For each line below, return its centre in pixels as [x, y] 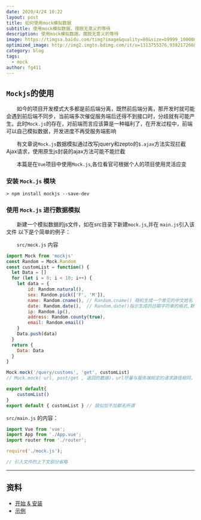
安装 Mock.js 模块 [31, 182]
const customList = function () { [48, 267]
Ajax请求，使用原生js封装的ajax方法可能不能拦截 [66, 152]
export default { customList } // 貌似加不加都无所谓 [71, 406]
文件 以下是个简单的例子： [38, 232]
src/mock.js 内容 [38, 244]
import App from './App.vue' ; [44, 435]
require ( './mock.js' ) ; [34, 451]
